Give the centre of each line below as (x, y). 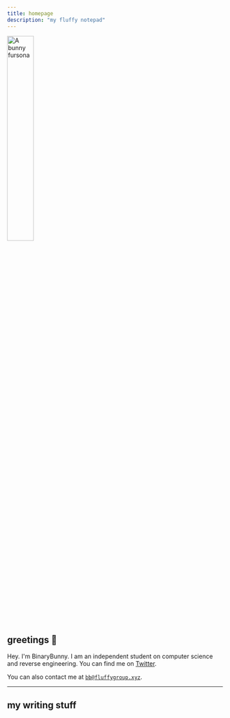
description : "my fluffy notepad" (56, 20)
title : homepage (30, 13)
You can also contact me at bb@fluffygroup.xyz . (75, 677)
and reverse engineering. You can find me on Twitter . (82, 664)
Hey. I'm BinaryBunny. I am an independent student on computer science (110, 656)
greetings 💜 (32, 640)
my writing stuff (42, 705)
